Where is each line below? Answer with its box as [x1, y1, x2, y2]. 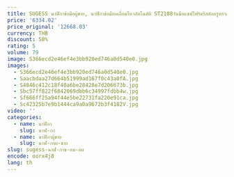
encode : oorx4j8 [7, 153, 54, 160]
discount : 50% [7, 36, 49, 43]
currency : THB [7, 29, 49, 37]
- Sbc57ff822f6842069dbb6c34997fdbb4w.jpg [13, 88, 139, 95]
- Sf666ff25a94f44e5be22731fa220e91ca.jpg [13, 95, 139, 102]
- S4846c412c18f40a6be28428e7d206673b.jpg [13, 82, 139, 88]
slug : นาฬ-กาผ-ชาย [19, 140, 68, 147]
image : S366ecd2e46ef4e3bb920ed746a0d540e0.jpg [7, 56, 148, 63]
